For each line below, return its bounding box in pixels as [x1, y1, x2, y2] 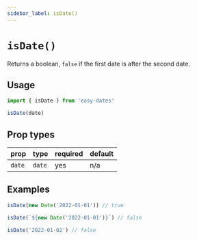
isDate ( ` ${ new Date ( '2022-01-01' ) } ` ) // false [7, 214, 142, 221]
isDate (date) [7, 110, 44, 117]
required [54, 148, 83, 158]
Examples [7, 184, 50, 196]
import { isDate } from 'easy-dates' [7, 97, 115, 105]
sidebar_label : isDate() [7, 10, 78, 17]
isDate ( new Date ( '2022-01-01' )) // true [7, 202, 124, 209]
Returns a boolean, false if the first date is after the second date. [7, 59, 190, 68]
